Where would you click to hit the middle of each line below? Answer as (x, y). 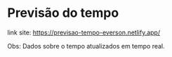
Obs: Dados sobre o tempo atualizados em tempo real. (86, 46)
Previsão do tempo (63, 13)
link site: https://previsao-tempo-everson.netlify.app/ (84, 32)
